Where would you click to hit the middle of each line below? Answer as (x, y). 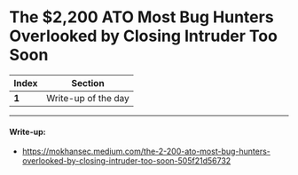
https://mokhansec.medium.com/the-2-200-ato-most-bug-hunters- (146, 151)
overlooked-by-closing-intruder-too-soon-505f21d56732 (126, 161)
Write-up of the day (88, 98)
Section (87, 83)
